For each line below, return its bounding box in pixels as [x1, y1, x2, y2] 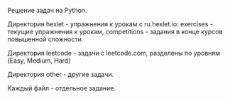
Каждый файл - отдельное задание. [7, 84, 116, 92]
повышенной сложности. [7, 35, 84, 43]
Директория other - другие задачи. [7, 71, 114, 78]
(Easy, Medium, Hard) [7, 56, 71, 65]
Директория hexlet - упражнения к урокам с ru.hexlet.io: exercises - [7, 20, 213, 28]
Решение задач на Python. [7, 6, 87, 14]
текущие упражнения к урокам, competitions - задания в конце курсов [7, 28, 223, 36]
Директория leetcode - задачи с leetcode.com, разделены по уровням [7, 49, 221, 57]
